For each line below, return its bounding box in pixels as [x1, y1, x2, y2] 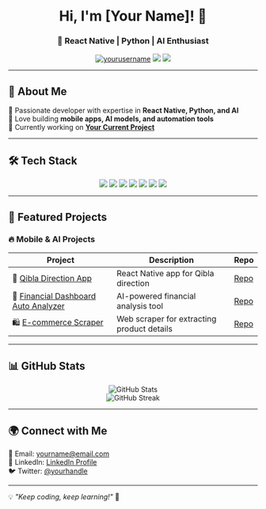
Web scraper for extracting [116, 313, 217, 324]
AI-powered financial [116, 291, 196, 302]
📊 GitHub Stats [8, 359, 85, 373]
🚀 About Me [8, 85, 67, 98]
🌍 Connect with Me [8, 424, 108, 438]
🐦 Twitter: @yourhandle [8, 466, 89, 476]
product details [116, 323, 173, 334]
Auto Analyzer [12, 300, 65, 311]
